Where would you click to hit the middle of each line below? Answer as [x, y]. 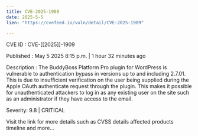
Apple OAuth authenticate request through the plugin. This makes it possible [99, 86]
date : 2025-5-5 [25, 17]
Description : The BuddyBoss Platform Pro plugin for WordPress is [87, 67]
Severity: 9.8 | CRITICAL [35, 111]
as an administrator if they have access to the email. [69, 99]
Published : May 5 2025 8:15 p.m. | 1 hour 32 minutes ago [76, 56]
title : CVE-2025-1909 [33, 12]
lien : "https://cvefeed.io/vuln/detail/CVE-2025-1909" [75, 22]
